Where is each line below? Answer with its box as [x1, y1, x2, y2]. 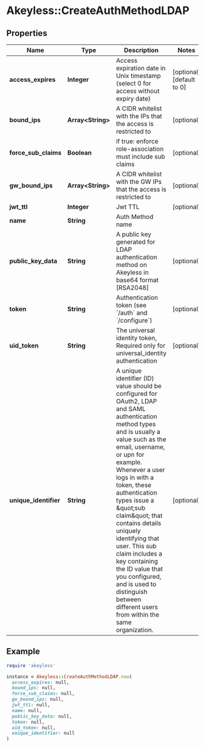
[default [172, 76, 195, 84]
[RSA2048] [115, 284, 149, 291]
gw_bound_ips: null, [12, 696, 64, 702]
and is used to [115, 580, 157, 588]
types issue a [115, 496, 154, 504]
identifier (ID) [115, 374, 154, 382]
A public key [115, 230, 151, 238]
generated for [115, 238, 156, 246]
